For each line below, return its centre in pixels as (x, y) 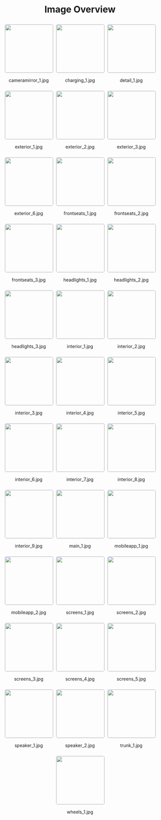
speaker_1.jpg (29, 745)
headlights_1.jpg (80, 280)
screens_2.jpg (131, 612)
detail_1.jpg (131, 80)
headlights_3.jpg (29, 346)
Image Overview (80, 10)
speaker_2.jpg (80, 745)
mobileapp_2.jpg (29, 612)
